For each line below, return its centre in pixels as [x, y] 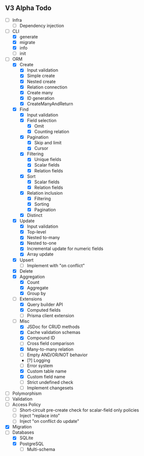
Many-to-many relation [50, 349]
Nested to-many [43, 238]
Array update [40, 254]
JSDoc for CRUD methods [53, 327]
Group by [36, 293]
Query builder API [45, 304]
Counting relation [52, 132]
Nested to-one [42, 243]
